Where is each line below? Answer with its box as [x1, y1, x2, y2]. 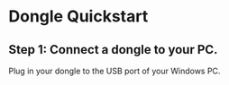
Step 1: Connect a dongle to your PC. [8, 42, 218, 57]
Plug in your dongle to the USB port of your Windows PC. [8, 65, 221, 76]
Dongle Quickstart [8, 6, 149, 27]
